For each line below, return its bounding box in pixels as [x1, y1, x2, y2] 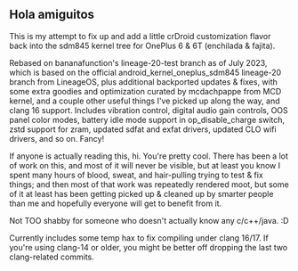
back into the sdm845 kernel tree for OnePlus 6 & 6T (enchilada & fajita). [9, 40, 276, 51]
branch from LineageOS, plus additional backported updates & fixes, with [9, 76, 278, 87]
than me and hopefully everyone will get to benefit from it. [9, 198, 222, 209]
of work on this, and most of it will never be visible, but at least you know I [9, 160, 281, 170]
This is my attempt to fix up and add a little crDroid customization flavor [9, 30, 271, 41]
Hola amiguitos [9, 7, 95, 22]
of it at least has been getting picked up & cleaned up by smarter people [9, 188, 274, 199]
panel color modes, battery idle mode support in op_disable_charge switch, [9, 114, 286, 125]
